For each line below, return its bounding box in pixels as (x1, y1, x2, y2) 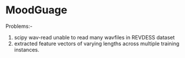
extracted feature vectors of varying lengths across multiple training (14, 40, 180, 47)
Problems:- (5, 23, 33, 30)
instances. (14, 46, 39, 53)
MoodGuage (5, 3, 68, 17)
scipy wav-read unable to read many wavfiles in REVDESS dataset (14, 34, 175, 41)
